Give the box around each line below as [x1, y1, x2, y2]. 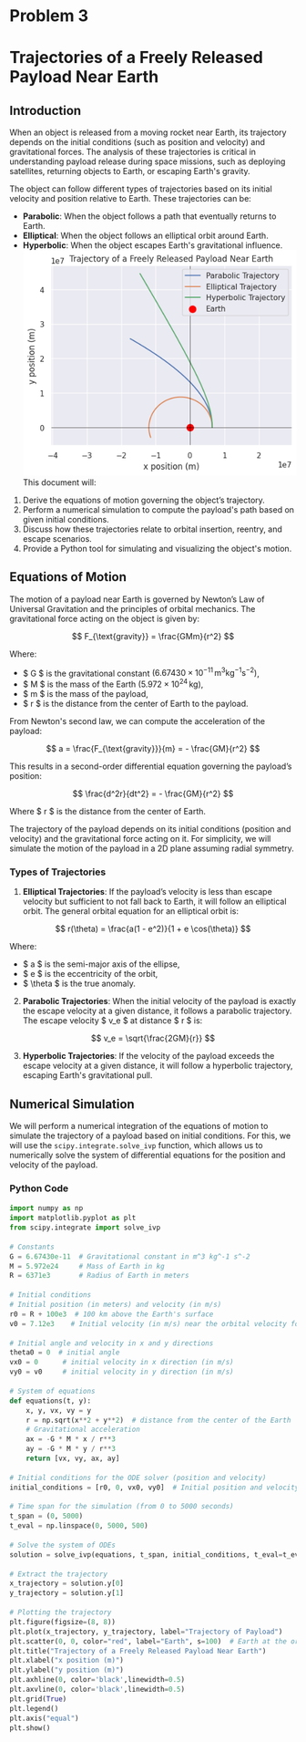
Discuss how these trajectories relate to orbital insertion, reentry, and [22, 524, 282, 534]
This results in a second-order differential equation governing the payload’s [9, 761, 292, 772]
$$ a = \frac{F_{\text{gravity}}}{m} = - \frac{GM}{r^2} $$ [46, 742, 260, 753]
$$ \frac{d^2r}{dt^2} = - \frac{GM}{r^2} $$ [72, 788, 234, 799]
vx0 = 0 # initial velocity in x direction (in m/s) [9, 1358, 234, 1367]
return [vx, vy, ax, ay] [25, 1454, 120, 1464]
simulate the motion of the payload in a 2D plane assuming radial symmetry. [9, 843, 294, 854]
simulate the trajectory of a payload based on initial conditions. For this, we [9, 1130, 291, 1141]
